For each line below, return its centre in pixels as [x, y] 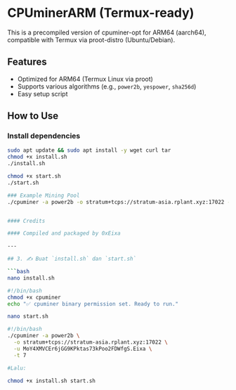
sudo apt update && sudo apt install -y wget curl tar [89, 150]
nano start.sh [28, 317]
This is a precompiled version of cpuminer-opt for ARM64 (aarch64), [107, 32]
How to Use [33, 116]
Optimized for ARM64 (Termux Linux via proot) [85, 79]
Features [27, 62]
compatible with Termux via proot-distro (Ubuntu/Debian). [91, 39]
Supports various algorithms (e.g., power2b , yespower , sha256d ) [107, 86]
